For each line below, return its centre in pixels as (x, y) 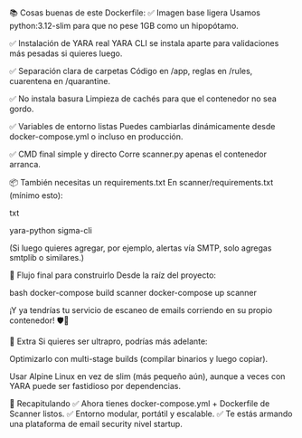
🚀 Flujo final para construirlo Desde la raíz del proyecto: (113, 275)
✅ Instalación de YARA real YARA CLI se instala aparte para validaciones (144, 43)
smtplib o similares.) (47, 257)
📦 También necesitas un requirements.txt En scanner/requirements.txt (142, 182)
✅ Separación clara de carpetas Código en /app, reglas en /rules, (131, 71)
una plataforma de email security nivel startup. (96, 424)
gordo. (22, 109)
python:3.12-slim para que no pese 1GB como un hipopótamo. (124, 26)
